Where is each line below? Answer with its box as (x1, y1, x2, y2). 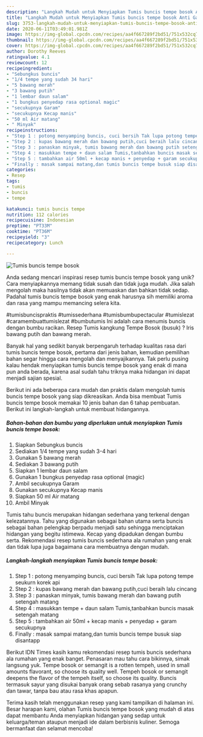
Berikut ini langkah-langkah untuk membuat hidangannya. (6, 405, 150, 412)
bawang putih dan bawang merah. (6, 330, 92, 337)
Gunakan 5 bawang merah (14, 454, 82, 461)
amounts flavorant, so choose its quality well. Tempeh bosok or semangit (6, 668, 188, 675)
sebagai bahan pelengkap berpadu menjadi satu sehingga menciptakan (6, 523, 184, 531)
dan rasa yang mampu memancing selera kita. (6, 299, 121, 306)
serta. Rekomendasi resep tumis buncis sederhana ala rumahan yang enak (6, 536, 192, 543)
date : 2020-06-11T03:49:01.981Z (6, 25, 88, 32)
